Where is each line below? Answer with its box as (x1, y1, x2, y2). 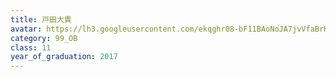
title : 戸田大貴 (10, 14, 72, 25)
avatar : (10, 24, 43, 34)
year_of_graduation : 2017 (10, 52, 118, 62)
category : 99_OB (10, 33, 78, 43)
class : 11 (10, 42, 52, 53)
